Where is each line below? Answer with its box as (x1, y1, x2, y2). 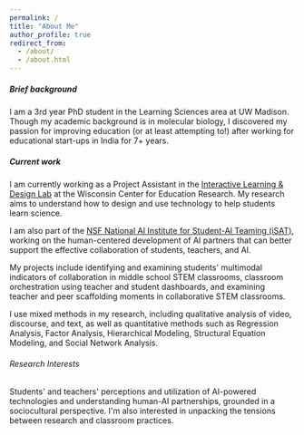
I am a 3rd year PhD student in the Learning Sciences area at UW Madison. (9, 106, 289, 117)
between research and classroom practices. (9, 415, 174, 426)
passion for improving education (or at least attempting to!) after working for (9, 125, 295, 136)
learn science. (9, 208, 63, 218)
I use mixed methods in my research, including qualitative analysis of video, (9, 308, 292, 319)
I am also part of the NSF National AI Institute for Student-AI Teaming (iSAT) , (9, 225, 295, 236)
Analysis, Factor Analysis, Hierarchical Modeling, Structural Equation (9, 327, 266, 338)
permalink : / (9, 13, 59, 23)
